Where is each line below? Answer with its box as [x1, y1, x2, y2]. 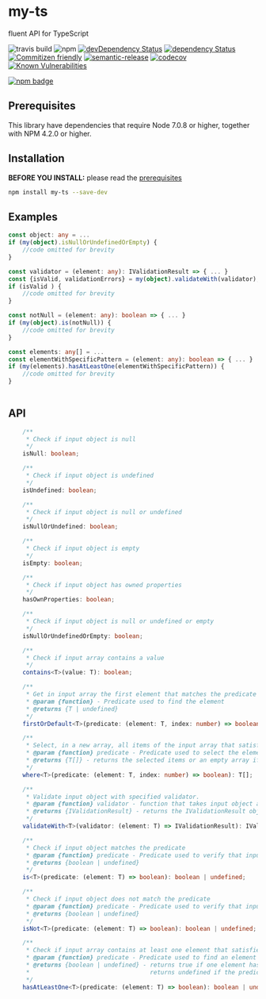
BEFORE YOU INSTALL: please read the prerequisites [8, 173, 182, 183]
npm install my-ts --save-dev [8, 188, 108, 196]
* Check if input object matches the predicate [25, 843, 186, 851]
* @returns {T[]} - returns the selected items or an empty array [25, 756, 249, 764]
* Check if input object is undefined [25, 471, 154, 480]
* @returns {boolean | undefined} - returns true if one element [25, 961, 246, 970]
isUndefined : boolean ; [22, 486, 97, 494]
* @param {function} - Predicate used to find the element [25, 697, 225, 705]
